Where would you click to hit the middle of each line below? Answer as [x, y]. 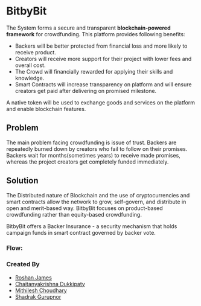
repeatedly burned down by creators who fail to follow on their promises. [97, 148]
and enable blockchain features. [46, 109]
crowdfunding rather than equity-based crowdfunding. [74, 214]
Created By [23, 264]
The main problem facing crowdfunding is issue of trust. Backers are [91, 142]
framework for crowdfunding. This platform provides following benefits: [96, 34]
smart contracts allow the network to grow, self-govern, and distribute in [96, 202]
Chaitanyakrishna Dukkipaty [50, 284]
